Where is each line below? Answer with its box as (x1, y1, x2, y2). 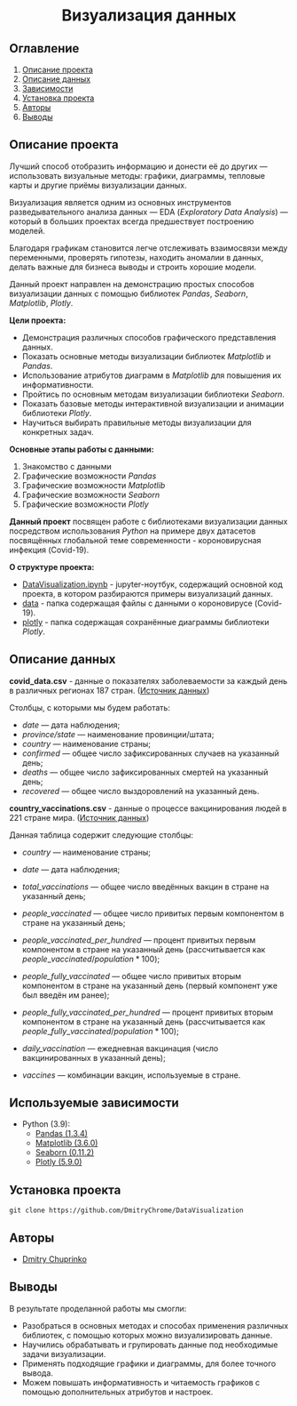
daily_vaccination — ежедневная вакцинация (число (21, 1042, 219, 1054)
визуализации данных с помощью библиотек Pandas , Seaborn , (9, 288, 248, 299)
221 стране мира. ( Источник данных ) (9, 812, 150, 823)
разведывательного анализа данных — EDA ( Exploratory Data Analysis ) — (9, 206, 288, 217)
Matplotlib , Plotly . (9, 297, 74, 308)
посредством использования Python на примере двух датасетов (9, 526, 256, 536)
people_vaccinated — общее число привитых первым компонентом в (21, 908, 285, 919)
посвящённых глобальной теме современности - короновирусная (9, 534, 262, 545)
